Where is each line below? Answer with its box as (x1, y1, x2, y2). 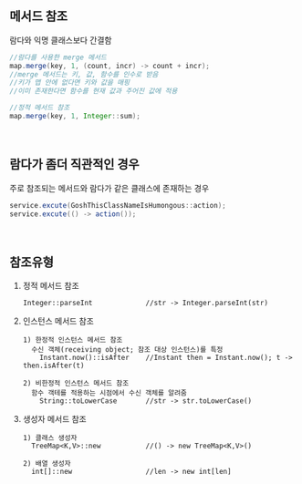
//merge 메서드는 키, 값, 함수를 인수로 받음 (9, 69, 159, 79)
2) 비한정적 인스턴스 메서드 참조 (22, 379, 130, 388)
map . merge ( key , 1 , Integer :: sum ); (9, 112, 141, 121)
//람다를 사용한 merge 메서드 (9, 53, 108, 62)
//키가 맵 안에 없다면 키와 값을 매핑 (9, 78, 130, 88)
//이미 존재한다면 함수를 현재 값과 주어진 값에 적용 (9, 87, 178, 96)
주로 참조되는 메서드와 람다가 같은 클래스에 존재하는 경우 (9, 182, 210, 193)
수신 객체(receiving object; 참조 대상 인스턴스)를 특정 (31, 345, 224, 355)
